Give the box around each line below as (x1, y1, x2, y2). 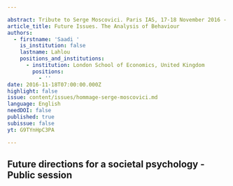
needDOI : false (7, 107, 52, 114)
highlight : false (7, 88, 58, 95)
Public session (7, 169, 73, 181)
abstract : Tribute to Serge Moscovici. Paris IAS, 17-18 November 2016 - (7, 16, 227, 23)
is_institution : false (20, 42, 86, 49)
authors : (7, 29, 33, 36)
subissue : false (7, 120, 55, 127)
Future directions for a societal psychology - (7, 158, 205, 170)
